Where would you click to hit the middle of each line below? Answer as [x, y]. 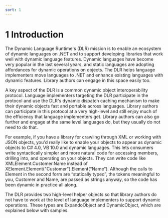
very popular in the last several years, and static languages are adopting [80, 64]
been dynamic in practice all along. [41, 184]
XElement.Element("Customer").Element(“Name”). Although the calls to [79, 168]
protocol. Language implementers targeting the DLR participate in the [77, 95]
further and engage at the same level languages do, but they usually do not [83, 122]
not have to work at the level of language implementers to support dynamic [83, 199]
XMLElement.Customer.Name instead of [46, 163]
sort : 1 [13, 10]
